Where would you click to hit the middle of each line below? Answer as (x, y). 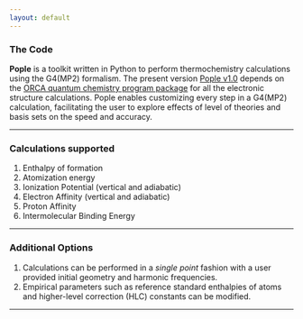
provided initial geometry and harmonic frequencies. (120, 277)
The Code (31, 49)
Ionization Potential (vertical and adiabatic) (102, 187)
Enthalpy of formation (63, 169)
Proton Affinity (49, 206)
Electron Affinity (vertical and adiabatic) (96, 197)
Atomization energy (59, 178)
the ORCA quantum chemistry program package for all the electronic (137, 87)
